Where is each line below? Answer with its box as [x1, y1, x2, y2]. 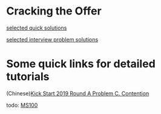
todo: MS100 [6, 101, 38, 109]
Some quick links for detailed [6, 57, 156, 71]
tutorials [6, 70, 50, 84]
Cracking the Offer [6, 4, 102, 18]
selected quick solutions [6, 24, 67, 31]
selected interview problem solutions [6, 36, 99, 43]
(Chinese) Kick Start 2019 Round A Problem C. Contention [6, 89, 149, 97]
